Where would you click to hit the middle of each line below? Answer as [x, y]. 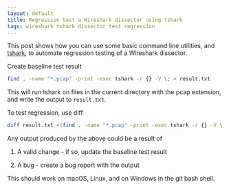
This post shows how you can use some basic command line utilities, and [111, 46]
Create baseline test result [44, 67]
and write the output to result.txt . [57, 100]
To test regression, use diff [45, 113]
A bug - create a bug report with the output [78, 165]
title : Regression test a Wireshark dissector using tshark [95, 20]
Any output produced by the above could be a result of [85, 139]
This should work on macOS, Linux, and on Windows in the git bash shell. [111, 179]
